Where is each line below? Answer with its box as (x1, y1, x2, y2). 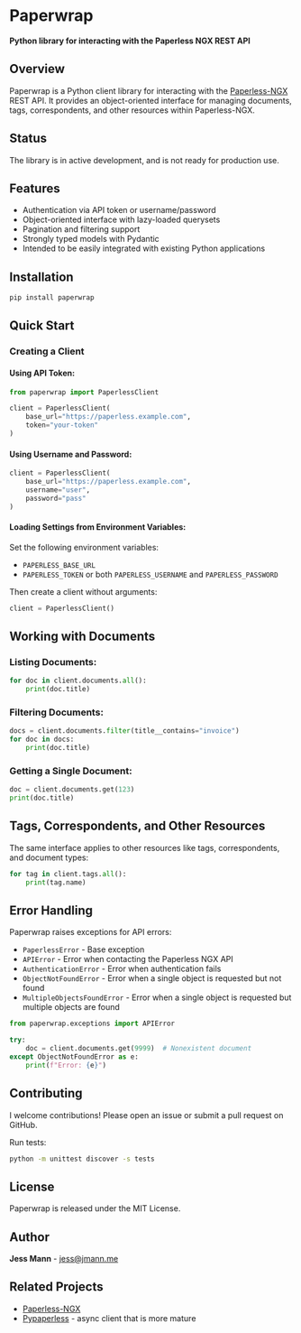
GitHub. (9, 1119, 38, 1130)
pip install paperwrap (9, 293, 95, 302)
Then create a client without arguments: (9, 586, 158, 597)
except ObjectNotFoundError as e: (9, 1052, 140, 1061)
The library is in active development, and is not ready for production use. (9, 154, 279, 165)
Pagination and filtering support (22, 224, 141, 235)
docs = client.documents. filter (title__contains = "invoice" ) (9, 727, 241, 736)
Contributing (9, 1086, 83, 1101)
